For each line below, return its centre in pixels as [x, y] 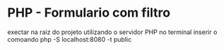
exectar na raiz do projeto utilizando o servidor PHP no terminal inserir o [112, 32]
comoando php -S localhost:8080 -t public [70, 39]
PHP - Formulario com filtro [89, 13]
